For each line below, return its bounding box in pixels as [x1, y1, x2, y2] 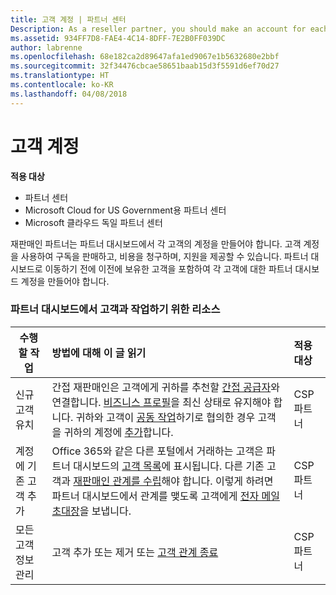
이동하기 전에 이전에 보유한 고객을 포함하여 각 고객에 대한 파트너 [44, 262, 293, 275]
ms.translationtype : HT [10, 71, 110, 81]
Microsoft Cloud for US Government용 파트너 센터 [24, 204, 227, 216]
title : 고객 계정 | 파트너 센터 [10, 14, 127, 25]
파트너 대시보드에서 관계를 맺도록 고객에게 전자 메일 [51, 489, 280, 503]
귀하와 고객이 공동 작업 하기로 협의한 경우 [75, 410, 256, 424]
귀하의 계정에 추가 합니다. [63, 425, 174, 439]
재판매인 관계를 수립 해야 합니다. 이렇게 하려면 [73, 474, 274, 488]
